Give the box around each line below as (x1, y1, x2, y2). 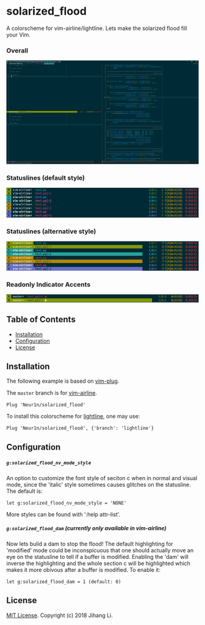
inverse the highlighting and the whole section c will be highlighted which (6, 560, 191, 567)
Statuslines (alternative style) (6, 227, 96, 236)
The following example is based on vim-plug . (6, 377, 120, 385)
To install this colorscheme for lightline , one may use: (6, 413, 140, 420)
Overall (6, 46, 29, 54)
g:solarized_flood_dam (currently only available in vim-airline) (6, 525, 167, 532)
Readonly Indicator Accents (6, 280, 91, 289)
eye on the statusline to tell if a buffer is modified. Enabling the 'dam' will (6, 553, 189, 560)
